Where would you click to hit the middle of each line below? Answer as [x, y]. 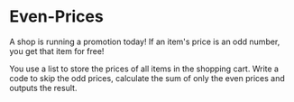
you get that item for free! [57, 51]
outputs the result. [43, 88]
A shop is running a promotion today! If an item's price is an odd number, [145, 42]
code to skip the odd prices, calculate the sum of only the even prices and [147, 78]
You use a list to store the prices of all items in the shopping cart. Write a [144, 69]
